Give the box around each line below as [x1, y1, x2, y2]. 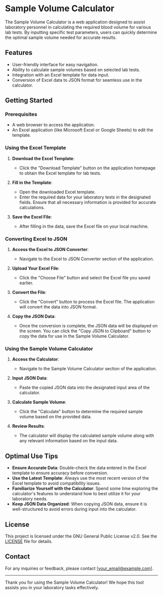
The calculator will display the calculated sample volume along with [19, 433, 154, 438]
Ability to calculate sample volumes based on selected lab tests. [12, 67, 141, 72]
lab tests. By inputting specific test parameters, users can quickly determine [5, 29, 158, 35]
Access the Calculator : [12, 356, 59, 362]
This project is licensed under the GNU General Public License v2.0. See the [5, 533, 157, 539]
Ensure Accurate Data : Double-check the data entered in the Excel [12, 465, 147, 471]
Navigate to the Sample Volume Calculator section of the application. [19, 366, 157, 372]
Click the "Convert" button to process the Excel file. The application [19, 299, 155, 305]
